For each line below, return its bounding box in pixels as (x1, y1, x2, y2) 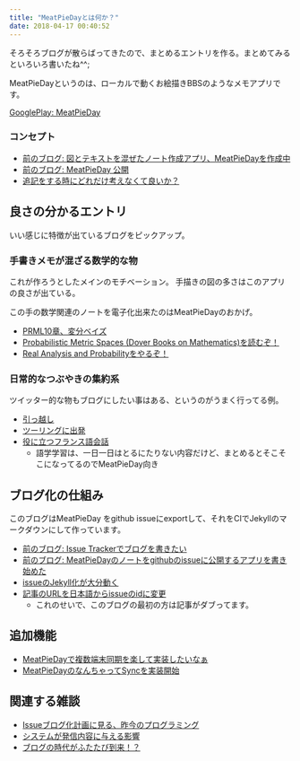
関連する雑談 (9, 694, 81, 709)
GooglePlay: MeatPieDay (9, 107, 101, 118)
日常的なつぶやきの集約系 (9, 372, 120, 385)
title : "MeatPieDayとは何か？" (9, 13, 119, 22)
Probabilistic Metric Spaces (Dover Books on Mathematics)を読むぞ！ (21, 337, 279, 347)
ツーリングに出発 (21, 425, 86, 436)
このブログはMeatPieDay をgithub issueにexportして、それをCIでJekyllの (9, 513, 279, 524)
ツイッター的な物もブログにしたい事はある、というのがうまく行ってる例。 (9, 395, 284, 406)
